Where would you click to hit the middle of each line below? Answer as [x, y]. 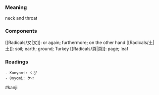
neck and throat [21, 18]
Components [21, 31]
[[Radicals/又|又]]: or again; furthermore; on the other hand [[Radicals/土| [80, 42]
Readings [17, 62]
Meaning [16, 7]
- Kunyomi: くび [21, 73]
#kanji [11, 87]
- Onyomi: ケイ [20, 78]
